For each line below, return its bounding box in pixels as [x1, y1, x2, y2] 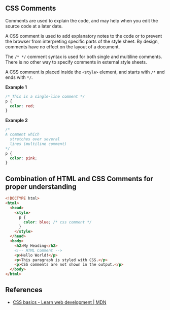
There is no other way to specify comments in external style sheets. [5, 59, 147, 65]
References [5, 286, 43, 294]
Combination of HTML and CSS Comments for [5, 174, 153, 183]
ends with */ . [5, 74, 33, 80]
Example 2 [5, 117, 28, 124]
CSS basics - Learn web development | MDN [12, 299, 107, 305]
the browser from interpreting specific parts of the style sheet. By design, [5, 38, 159, 44]
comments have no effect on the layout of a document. [5, 43, 120, 50]
